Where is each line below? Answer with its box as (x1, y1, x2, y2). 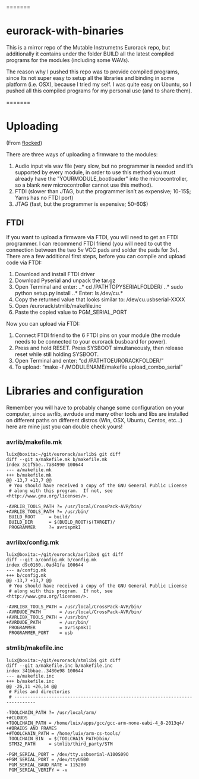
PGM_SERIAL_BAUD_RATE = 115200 (8, 762, 86, 768)
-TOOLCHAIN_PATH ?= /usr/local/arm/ (6, 709, 97, 716)
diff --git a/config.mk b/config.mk (6, 557, 97, 563)
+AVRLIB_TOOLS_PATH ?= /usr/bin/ (6, 508, 89, 515)
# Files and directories (8, 688, 70, 695)
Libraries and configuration (6, 384, 144, 397)
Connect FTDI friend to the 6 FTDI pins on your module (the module (14, 332, 181, 339)
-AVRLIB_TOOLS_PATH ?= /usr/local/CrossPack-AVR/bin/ (6, 503, 143, 509)
